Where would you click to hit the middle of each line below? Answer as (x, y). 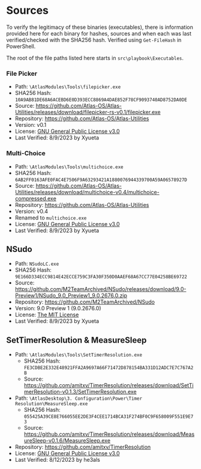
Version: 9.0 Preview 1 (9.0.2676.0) (58, 308)
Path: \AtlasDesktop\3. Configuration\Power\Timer (79, 398)
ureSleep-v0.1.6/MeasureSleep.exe (67, 441)
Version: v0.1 (31, 125)
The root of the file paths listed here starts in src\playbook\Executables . (95, 58)
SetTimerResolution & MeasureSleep (76, 340)
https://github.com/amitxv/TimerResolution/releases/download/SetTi (109, 385)
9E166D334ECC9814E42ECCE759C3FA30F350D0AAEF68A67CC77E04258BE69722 (101, 277)
